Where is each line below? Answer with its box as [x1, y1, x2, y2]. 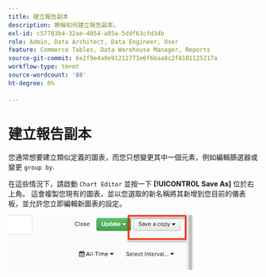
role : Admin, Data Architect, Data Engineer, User [8, 38, 179, 46]
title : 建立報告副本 [8, 13, 69, 21]
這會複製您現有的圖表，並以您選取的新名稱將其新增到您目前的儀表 [30, 189, 246, 199]
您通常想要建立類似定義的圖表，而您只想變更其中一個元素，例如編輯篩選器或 [8, 152, 258, 162]
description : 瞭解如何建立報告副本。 [8, 21, 120, 29]
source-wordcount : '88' [8, 71, 87, 79]
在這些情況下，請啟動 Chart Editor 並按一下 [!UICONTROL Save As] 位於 [8, 179, 248, 189]
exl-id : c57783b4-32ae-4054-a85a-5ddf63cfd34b [8, 29, 165, 37]
